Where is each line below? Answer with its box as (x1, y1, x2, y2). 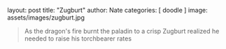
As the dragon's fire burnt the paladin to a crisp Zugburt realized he (24, 27, 220, 35)
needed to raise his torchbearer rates (24, 34, 132, 43)
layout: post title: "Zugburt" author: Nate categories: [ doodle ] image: (7, 6, 208, 14)
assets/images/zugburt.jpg (7, 13, 85, 22)
